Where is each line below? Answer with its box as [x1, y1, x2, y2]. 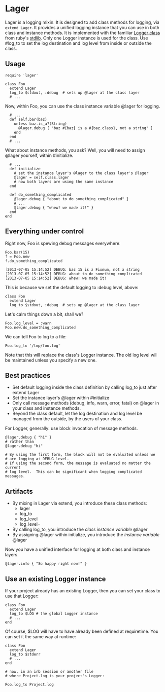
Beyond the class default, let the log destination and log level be [12, 410, 142, 417]
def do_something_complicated [9, 192, 71, 197]
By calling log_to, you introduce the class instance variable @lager [12, 526, 148, 533]
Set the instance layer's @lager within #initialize [12, 395, 110, 401]
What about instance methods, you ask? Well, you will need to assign [5, 147, 145, 153]
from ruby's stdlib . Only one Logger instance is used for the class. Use [5, 35, 148, 41]
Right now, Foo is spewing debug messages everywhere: [5, 240, 121, 246]
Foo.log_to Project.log [5, 682, 54, 687]
